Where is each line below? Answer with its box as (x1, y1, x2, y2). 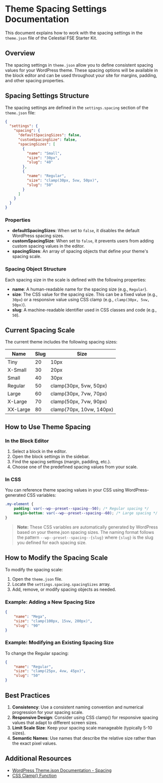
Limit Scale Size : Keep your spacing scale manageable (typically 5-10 (12, 725, 152, 730)
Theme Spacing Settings (5, 3, 107, 15)
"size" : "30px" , (26, 155, 60, 160)
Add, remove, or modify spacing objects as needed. (12, 586, 116, 592)
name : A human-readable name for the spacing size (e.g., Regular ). (12, 286, 147, 292)
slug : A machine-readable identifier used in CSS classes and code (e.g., (12, 307, 157, 312)
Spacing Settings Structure (5, 91, 89, 100)
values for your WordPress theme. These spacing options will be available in (5, 67, 158, 73)
